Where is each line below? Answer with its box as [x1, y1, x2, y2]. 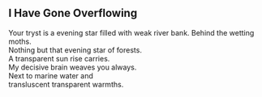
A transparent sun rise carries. [8, 53, 110, 63]
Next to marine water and [8, 70, 93, 80]
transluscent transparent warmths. [8, 79, 124, 89]
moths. [8, 36, 32, 46]
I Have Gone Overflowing [8, 6, 138, 20]
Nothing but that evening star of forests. [8, 44, 142, 55]
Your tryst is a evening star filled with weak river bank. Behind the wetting [8, 27, 255, 37]
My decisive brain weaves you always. [8, 62, 137, 72]
